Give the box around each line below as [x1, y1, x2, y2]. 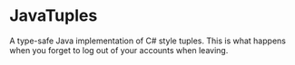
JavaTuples [9, 5, 98, 26]
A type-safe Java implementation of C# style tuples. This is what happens [9, 35, 286, 46]
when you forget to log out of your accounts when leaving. [9, 44, 229, 55]
